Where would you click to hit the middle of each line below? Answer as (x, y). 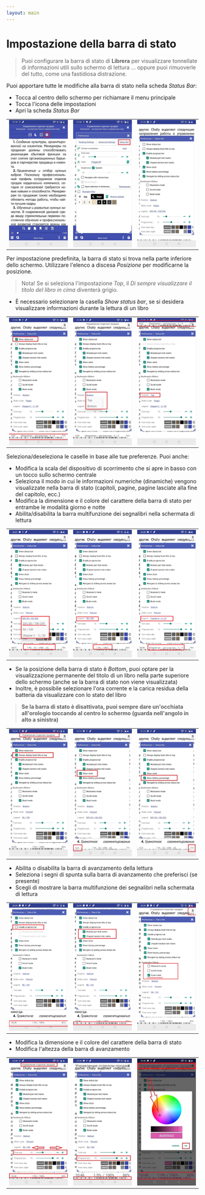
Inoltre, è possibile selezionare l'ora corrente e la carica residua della (102, 688)
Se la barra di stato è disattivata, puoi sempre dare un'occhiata (102, 706)
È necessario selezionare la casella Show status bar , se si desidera (99, 301)
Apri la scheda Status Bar (47, 110)
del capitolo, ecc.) (38, 494)
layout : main (23, 13)
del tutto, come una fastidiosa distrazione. (74, 74)
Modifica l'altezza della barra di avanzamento (72, 1049)
